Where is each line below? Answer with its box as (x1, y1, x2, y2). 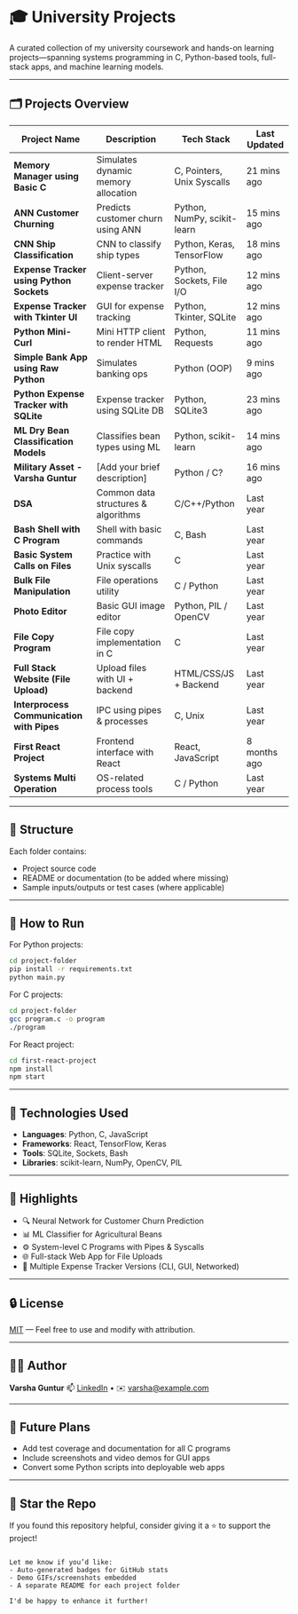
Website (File (13, 672, 71, 684)
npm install (9, 1064, 53, 1073)
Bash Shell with (13, 523, 81, 535)
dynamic (96, 164, 133, 177)
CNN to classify (96, 237, 161, 249)
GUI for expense (96, 299, 165, 312)
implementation (96, 636, 161, 648)
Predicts (96, 201, 131, 213)
